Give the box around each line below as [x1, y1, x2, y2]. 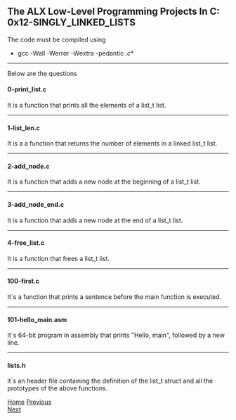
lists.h [7, 361, 26, 369]
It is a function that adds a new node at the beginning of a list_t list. [7, 177, 202, 186]
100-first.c [7, 277, 40, 286]
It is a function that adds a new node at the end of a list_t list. [7, 216, 183, 224]
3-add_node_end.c [7, 201, 65, 209]
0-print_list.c [7, 85, 47, 94]
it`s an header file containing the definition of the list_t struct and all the [7, 376, 214, 386]
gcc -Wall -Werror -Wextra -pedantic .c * [17, 49, 134, 57]
